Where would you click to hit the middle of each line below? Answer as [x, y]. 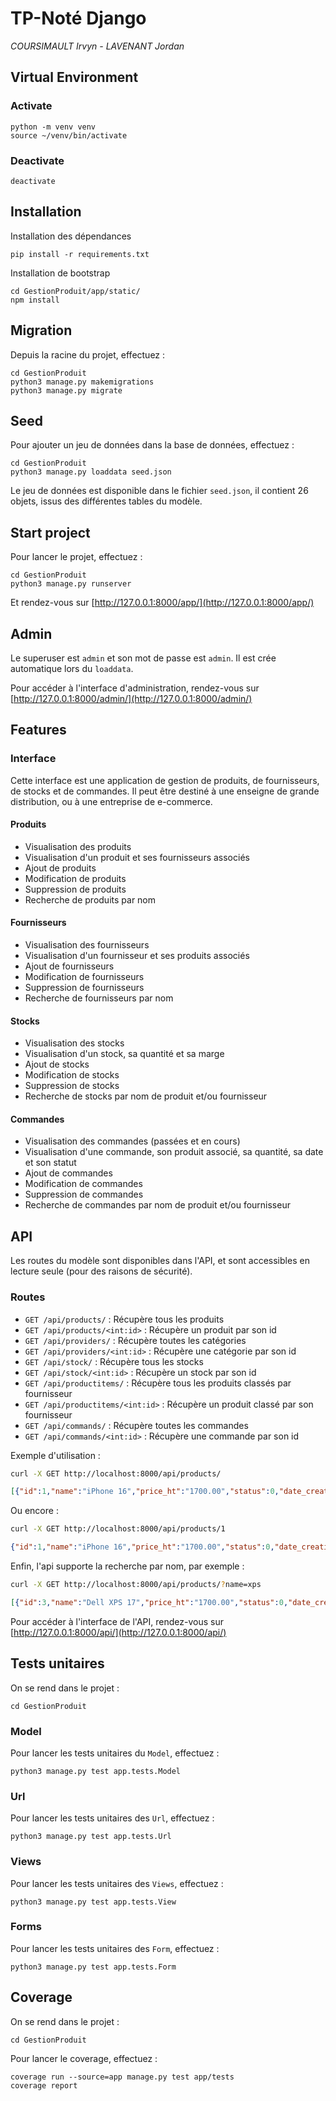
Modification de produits [75, 878]
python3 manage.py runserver [71, 584]
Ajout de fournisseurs [69, 966]
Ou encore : [34, 1511]
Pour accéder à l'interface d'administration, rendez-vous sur [135, 688]
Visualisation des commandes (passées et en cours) [132, 1141]
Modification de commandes [83, 1184]
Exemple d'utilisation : [55, 1455]
